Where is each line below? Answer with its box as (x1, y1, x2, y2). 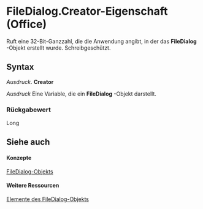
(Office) (6, 17, 47, 31)
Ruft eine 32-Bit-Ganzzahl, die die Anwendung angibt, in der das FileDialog (6, 37, 197, 45)
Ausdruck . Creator (6, 78, 54, 85)
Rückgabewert (6, 105, 51, 114)
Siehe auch (6, 137, 50, 148)
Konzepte (6, 154, 32, 162)
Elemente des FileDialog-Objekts (6, 195, 89, 203)
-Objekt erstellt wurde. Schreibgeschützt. (6, 44, 111, 51)
